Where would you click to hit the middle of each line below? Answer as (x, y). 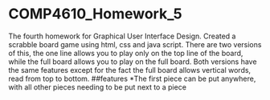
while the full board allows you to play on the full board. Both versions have (133, 62)
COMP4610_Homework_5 (95, 14)
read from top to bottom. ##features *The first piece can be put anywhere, (132, 78)
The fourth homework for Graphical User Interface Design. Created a (122, 36)
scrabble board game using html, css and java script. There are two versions (135, 44)
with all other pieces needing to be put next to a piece (98, 87)
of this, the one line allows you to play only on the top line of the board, (126, 53)
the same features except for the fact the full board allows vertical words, (130, 70)
